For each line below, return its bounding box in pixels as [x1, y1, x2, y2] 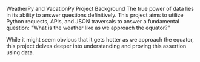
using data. [6, 49, 35, 56]
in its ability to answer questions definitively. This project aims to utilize [6, 11, 184, 19]
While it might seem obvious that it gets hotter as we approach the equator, [6, 36, 194, 43]
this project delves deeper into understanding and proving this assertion [6, 42, 187, 49]
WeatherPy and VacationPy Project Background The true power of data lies [6, 5, 194, 12]
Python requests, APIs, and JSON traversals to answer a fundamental [6, 18, 180, 25]
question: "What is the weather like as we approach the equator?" [6, 24, 171, 31]
